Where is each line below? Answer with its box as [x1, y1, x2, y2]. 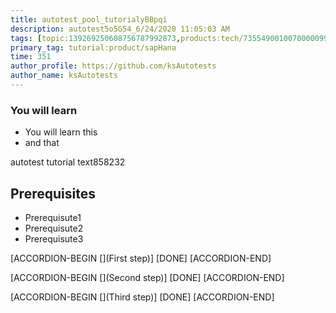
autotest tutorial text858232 [10, 156, 126, 168]
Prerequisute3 [24, 232, 84, 245]
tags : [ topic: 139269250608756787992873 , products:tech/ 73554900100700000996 [10, 33, 333, 43]
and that [24, 137, 60, 149]
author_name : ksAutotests [10, 71, 118, 81]
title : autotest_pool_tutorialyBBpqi [10, 14, 168, 25]
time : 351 [10, 52, 52, 62]
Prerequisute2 [24, 222, 84, 234]
